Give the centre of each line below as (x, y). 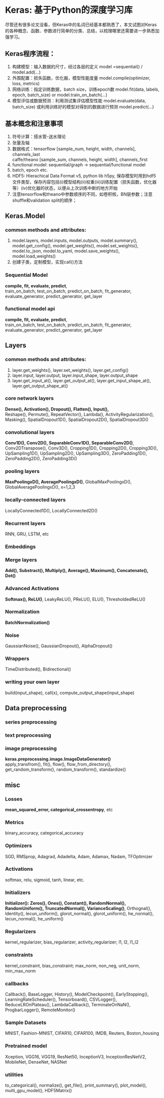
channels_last (26, 154)
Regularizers (21, 932)
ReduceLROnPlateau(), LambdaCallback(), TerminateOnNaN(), (68, 1005)
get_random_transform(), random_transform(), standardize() (66, 770)
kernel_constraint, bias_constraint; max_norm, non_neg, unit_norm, (73, 966)
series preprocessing (31, 722)
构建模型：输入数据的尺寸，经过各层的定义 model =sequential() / (77, 66)
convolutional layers (30, 432)
